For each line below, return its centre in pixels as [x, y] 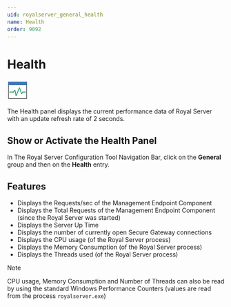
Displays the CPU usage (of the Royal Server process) [94, 239]
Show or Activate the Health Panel [82, 141]
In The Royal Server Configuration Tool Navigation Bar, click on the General [114, 157]
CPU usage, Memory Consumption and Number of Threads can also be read [116, 281]
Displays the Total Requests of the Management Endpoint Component [116, 210]
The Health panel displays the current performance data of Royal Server [110, 111]
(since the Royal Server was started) [69, 217]
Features [27, 186]
